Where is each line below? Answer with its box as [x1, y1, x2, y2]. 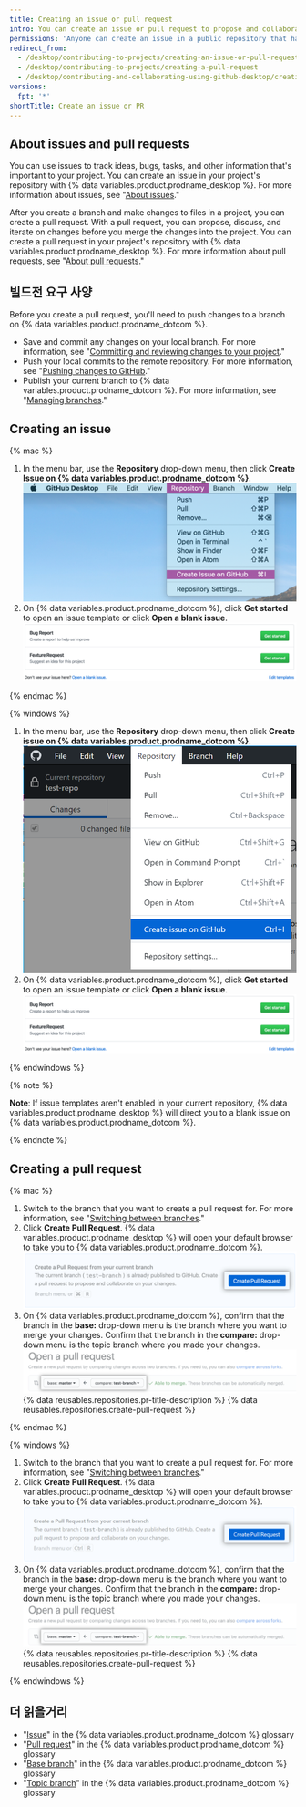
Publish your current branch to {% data [22, 375, 170, 387]
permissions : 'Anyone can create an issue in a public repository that [9, 34, 287, 43]
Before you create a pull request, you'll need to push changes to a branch [9, 309, 285, 320]
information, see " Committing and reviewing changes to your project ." [22, 347, 285, 358]
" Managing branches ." [22, 395, 107, 406]
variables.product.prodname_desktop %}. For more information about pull [9, 246, 287, 257]
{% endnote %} [9, 1135, 68, 1146]
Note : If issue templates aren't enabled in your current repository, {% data [9, 1097, 288, 1108]
